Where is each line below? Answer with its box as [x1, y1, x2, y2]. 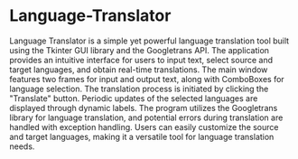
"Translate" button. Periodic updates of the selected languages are [9, 92, 258, 104]
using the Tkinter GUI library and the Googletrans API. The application [9, 44, 269, 55]
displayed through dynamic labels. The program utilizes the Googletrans [9, 102, 278, 113]
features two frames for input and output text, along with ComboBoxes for [9, 73, 284, 84]
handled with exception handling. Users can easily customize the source [9, 121, 279, 132]
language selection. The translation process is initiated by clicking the [9, 83, 269, 94]
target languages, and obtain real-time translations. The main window [9, 64, 268, 75]
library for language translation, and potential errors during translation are [9, 112, 284, 123]
